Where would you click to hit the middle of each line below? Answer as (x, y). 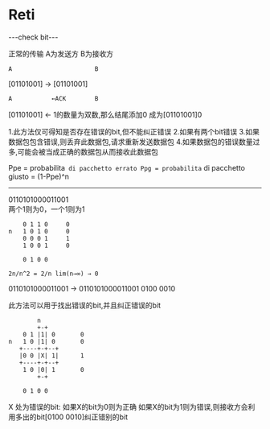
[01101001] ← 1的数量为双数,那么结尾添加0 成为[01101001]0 (105, 114)
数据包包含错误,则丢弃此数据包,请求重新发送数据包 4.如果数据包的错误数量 (131, 142)
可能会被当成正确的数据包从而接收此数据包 (88, 151)
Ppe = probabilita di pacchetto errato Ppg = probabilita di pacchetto (127, 167)
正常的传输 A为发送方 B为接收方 (61, 53)
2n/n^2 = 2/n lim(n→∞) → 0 (53, 274)
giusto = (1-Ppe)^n (39, 176)
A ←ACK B (53, 98)
